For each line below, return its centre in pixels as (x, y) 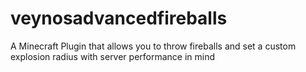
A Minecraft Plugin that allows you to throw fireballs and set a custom (153, 46)
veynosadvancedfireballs (119, 18)
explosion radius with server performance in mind (113, 56)
